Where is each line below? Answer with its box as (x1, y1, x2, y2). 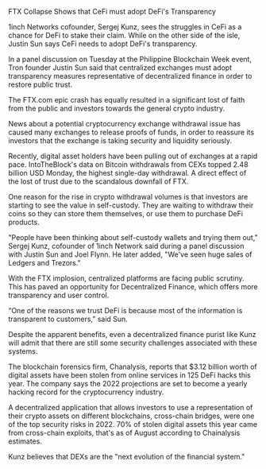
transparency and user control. (8, 290, 110, 300)
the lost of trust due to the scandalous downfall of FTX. (8, 176, 189, 186)
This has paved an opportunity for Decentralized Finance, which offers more (8, 282, 258, 291)
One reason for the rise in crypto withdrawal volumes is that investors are (8, 192, 249, 201)
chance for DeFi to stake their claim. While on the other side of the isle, (8, 31, 241, 40)
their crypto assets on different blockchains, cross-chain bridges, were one (8, 411, 255, 421)
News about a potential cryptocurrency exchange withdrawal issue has (8, 119, 241, 128)
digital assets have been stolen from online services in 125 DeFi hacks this (8, 370, 252, 380)
